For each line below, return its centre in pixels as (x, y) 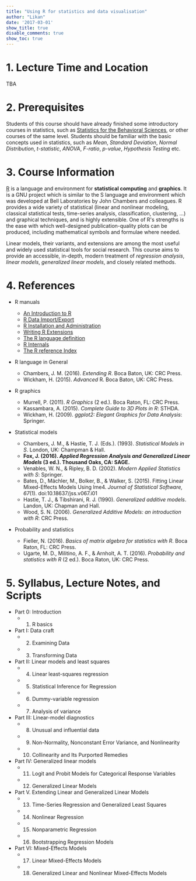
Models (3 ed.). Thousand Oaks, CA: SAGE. (76, 462)
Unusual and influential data (65, 730)
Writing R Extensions (48, 332)
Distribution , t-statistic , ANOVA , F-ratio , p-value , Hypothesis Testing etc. (93, 148)
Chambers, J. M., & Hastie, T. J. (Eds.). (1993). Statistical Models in (104, 443)
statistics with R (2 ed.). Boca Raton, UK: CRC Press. (86, 559)
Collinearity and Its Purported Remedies (80, 755)
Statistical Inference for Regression (74, 686)
